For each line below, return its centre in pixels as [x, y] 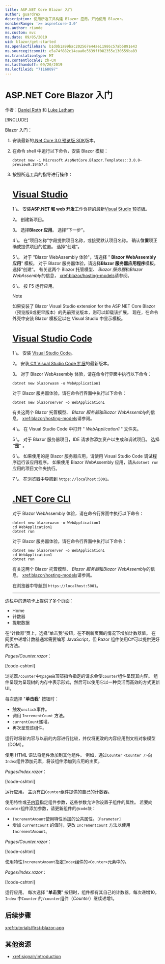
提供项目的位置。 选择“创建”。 [52, 246]
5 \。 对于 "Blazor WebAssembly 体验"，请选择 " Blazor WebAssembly [84, 257]
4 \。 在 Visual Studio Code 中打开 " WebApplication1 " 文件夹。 [77, 429]
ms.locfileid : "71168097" [31, 70]
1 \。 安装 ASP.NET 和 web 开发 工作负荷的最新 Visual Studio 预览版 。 [81, 209]
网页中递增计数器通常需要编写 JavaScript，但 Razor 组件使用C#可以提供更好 [82, 639]
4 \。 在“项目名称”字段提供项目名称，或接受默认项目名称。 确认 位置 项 [83, 240]
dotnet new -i [27, 160]
